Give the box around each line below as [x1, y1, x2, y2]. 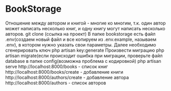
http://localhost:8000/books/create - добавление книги [5, 69, 124, 75]
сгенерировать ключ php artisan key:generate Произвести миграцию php [5, 47, 164, 53]
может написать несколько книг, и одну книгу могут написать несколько [5, 25, 165, 31]
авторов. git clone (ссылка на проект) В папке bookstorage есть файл [5, 31, 156, 37]
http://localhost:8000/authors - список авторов [5, 80, 106, 86]
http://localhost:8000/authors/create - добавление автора [5, 74, 129, 80]
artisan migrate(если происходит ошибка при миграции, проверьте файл [5, 52, 163, 59]
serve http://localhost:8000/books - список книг [5, 63, 108, 70]
